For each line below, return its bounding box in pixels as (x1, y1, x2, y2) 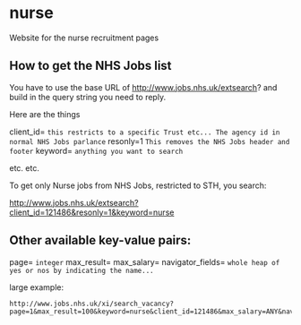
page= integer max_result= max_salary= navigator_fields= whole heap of (9, 256, 280, 267)
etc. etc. (9, 162, 40, 173)
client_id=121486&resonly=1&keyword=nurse (9, 207, 175, 218)
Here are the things (9, 108, 81, 119)
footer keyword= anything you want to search (9, 145, 184, 156)
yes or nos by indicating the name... (9, 266, 154, 275)
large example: (9, 281, 64, 293)
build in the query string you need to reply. (9, 91, 167, 102)
